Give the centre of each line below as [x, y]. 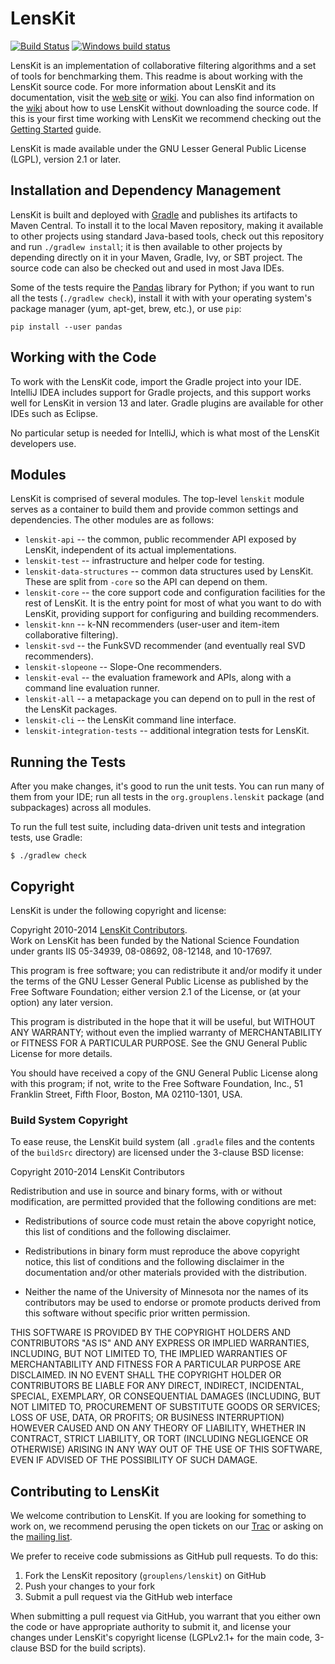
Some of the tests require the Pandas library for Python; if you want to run [162, 287]
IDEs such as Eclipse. [54, 413]
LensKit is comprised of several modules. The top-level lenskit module [157, 499]
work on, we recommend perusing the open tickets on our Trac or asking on [167, 1526]
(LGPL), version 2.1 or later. [66, 159]
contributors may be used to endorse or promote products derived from [172, 1303]
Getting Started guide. [56, 129]
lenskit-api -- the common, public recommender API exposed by [160, 539]
